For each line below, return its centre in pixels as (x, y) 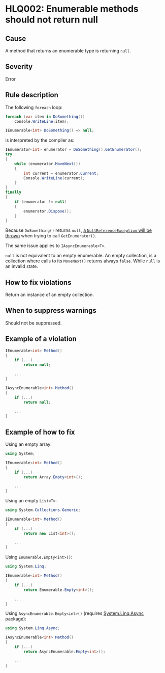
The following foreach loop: (34, 107)
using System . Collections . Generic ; (43, 510)
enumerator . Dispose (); (47, 211)
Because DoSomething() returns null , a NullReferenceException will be (79, 230)
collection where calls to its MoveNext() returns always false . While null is (83, 261)
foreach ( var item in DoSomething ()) (45, 117)
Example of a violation (41, 339)
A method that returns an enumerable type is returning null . (68, 51)
